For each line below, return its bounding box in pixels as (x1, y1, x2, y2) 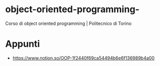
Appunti (5, 38, 40, 50)
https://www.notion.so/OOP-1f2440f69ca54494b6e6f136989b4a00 (12, 55, 155, 61)
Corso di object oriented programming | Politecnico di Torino (5, 20, 132, 26)
